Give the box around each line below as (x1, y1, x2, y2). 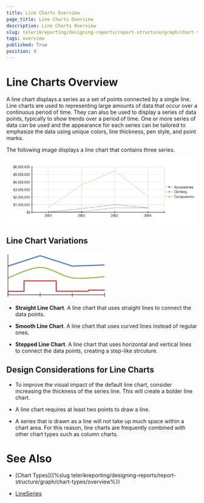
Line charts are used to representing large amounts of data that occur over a (6, 102, 198, 109)
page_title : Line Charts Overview (6, 16, 94, 23)
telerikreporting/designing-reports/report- (70, 472, 177, 479)
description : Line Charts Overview (6, 23, 97, 29)
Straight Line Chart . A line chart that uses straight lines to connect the (15, 304, 192, 311)
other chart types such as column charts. (15, 430, 118, 438)
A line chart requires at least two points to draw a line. (15, 406, 151, 413)
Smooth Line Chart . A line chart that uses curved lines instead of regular (15, 322, 197, 329)
